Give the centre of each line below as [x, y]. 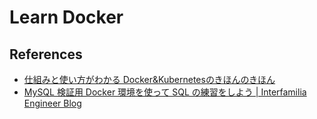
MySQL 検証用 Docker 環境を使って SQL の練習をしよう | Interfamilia [165, 92]
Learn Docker [66, 17]
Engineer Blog [52, 103]
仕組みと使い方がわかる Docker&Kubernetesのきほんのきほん [149, 79]
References [46, 54]
